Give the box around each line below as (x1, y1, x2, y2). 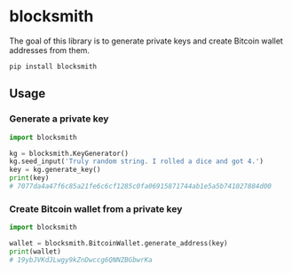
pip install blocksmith (9, 62, 98, 71)
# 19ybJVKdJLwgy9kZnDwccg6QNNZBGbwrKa (9, 255, 153, 264)
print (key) (9, 174, 50, 183)
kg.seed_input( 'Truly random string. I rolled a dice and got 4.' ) (9, 157, 264, 166)
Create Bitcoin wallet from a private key (9, 202, 183, 214)
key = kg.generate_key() (9, 166, 101, 175)
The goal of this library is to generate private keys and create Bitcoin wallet (9, 35, 284, 46)
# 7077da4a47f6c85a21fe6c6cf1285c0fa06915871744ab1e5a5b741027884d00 (9, 182, 272, 191)
